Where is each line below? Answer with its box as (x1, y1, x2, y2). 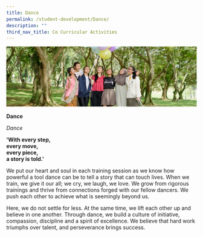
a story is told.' (6, 155, 44, 163)
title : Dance (6, 10, 39, 16)
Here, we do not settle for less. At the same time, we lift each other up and (6, 204, 192, 212)
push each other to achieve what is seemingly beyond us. (6, 193, 150, 200)
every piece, (6, 149, 39, 157)
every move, (6, 143, 39, 150)
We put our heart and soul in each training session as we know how (6, 167, 175, 175)
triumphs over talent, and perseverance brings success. (6, 224, 146, 231)
